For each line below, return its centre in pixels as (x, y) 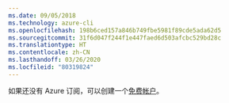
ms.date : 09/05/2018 (42, 15)
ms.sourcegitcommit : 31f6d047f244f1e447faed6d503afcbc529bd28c (115, 38)
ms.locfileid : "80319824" (51, 67)
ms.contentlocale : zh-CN (49, 52)
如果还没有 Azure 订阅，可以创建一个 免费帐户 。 (86, 90)
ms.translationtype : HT (48, 45)
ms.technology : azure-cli (51, 23)
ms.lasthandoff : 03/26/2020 (55, 60)
